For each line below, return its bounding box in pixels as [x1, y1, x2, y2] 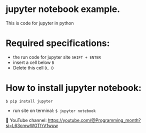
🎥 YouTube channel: [5, 117, 47, 123]
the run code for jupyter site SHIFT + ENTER [12, 54, 101, 60]
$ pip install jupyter [5, 98, 53, 103]
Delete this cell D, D [12, 64, 54, 70]
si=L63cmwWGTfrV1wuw [5, 122, 58, 128]
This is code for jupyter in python [5, 20, 74, 26]
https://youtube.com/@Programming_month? [47, 117, 141, 123]
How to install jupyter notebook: [5, 82, 142, 93]
